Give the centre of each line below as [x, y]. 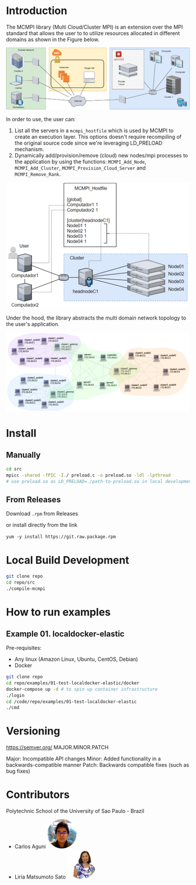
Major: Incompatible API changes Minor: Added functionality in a [84, 759]
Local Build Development [68, 560]
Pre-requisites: [24, 648]
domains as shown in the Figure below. [53, 39]
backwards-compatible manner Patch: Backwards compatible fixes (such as [98, 765]
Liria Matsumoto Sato [40, 877]
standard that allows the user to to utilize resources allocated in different [93, 33]
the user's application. [33, 324]
